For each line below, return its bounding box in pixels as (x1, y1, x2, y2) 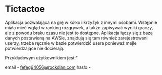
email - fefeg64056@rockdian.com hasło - (5, 64, 91, 70)
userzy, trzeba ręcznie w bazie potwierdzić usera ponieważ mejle (5, 40, 137, 46)
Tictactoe (5, 3, 45, 15)
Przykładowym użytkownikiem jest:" (5, 55, 78, 60)
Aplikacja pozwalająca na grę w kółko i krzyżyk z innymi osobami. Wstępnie (5, 19, 158, 25)
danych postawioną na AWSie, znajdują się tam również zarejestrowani (5, 35, 148, 41)
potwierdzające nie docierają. (5, 45, 65, 51)
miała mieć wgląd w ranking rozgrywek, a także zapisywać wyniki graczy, (5, 24, 153, 30)
